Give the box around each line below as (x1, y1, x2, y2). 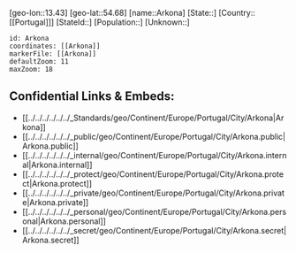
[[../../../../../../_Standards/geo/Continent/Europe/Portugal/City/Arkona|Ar (21, 112, 285, 123)
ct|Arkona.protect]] (21, 178, 93, 188)
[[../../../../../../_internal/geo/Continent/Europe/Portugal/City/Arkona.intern (21, 149, 287, 160)
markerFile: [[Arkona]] (9, 50, 97, 58)
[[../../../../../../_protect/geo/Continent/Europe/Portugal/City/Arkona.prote (21, 168, 285, 180)
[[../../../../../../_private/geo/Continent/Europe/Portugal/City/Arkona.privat (21, 188, 285, 198)
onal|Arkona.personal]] (21, 216, 106, 226)
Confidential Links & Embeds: (9, 88, 175, 104)
